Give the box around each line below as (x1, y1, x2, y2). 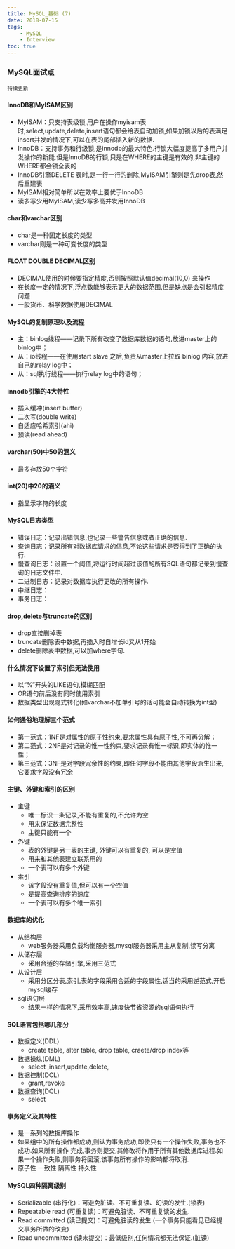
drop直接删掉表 (17, 629, 62, 637)
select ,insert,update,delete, (27, 1062, 109, 1071)
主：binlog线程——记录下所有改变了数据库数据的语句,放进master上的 (17, 335, 217, 343)
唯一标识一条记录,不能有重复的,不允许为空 (27, 810, 149, 819)
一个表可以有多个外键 (27, 863, 90, 871)
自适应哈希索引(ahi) (17, 422, 74, 430)
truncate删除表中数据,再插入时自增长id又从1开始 (17, 638, 156, 646)
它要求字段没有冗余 (17, 768, 74, 776)
